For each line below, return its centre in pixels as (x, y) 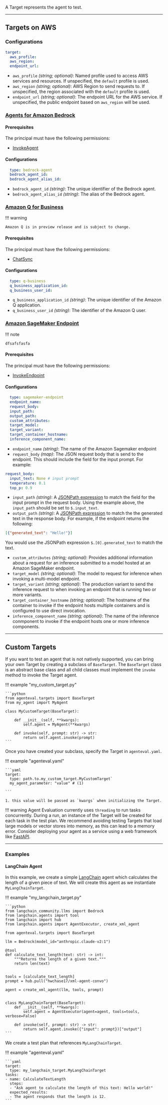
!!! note (12, 334)
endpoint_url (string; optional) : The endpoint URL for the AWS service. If (87, 97)
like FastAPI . (18, 836)
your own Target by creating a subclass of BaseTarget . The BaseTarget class (83, 664)
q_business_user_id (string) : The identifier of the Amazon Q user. (79, 310)
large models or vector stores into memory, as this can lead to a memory (80, 826)
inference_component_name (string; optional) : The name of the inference (85, 616)
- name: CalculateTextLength (35, 1079)
